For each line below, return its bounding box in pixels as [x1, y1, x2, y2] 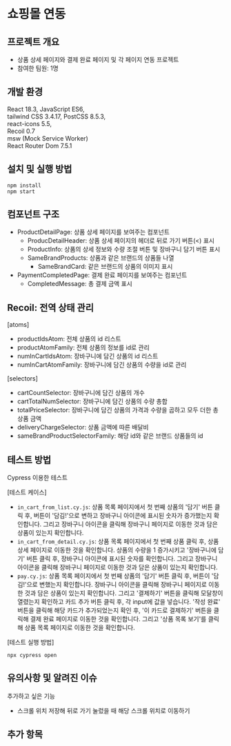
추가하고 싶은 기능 [7, 692, 55, 700]
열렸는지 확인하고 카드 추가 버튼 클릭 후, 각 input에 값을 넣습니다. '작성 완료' [17, 598, 221, 606]
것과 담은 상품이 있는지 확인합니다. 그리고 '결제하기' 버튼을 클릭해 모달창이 [24, 589, 223, 597]
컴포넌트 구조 [7, 208, 60, 221]
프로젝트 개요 [7, 36, 60, 48]
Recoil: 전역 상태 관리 [7, 301, 94, 314]
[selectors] [7, 374, 38, 383]
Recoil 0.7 [7, 127, 36, 135]
